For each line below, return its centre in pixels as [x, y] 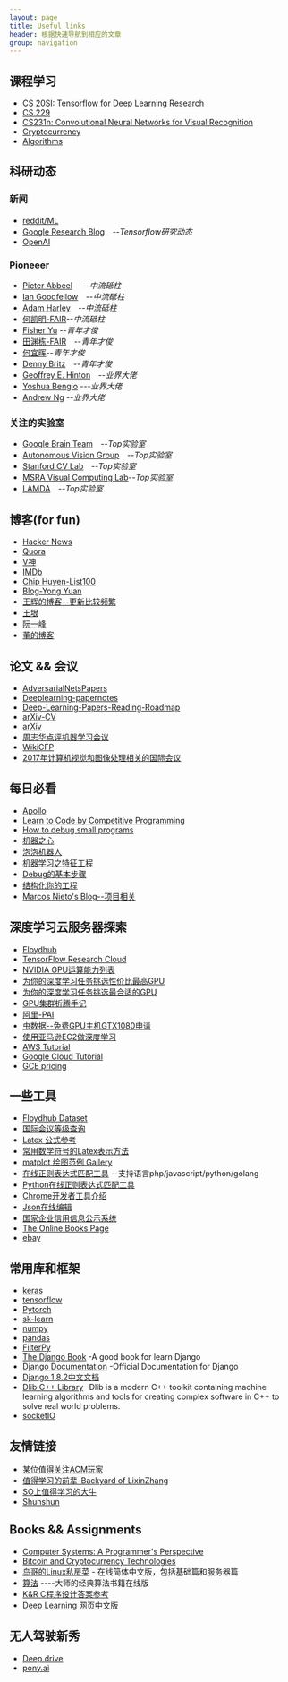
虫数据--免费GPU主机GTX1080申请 [87, 1025]
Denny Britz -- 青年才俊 [67, 364]
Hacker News [47, 542]
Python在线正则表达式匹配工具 [79, 1185]
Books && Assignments [76, 1530]
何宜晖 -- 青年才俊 [53, 353]
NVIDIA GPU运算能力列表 [69, 969]
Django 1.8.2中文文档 [61, 1377]
